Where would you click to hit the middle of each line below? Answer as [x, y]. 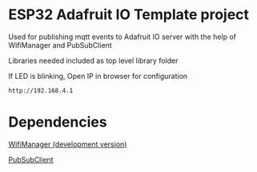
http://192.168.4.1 [41, 90]
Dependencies [58, 122]
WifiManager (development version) [68, 144]
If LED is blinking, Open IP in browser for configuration [98, 76]
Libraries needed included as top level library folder [93, 61]
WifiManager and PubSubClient [60, 45]
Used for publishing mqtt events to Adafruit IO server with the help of [122, 37]
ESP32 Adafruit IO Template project [129, 15]
